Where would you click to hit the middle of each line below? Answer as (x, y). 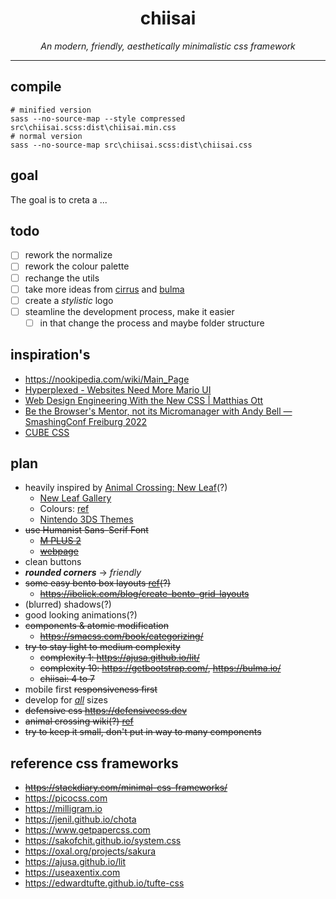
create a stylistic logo (69, 300)
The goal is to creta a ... (59, 199)
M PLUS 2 (60, 541)
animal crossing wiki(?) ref (79, 721)
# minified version (51, 110)
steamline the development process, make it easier (129, 311)
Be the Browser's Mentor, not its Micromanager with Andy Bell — (158, 411)
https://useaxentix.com (72, 873)
